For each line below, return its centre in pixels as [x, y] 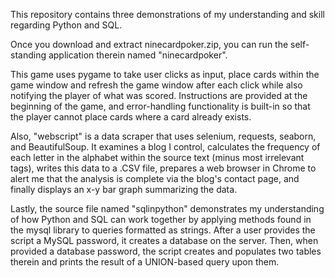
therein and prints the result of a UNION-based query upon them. [145, 262]
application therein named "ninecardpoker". [138, 55]
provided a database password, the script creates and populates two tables [166, 251]
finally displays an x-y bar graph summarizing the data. [124, 189]
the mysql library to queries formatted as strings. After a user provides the [163, 230]
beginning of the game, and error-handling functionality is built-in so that [160, 106]
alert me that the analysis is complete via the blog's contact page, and [155, 178]
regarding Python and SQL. [66, 25]
